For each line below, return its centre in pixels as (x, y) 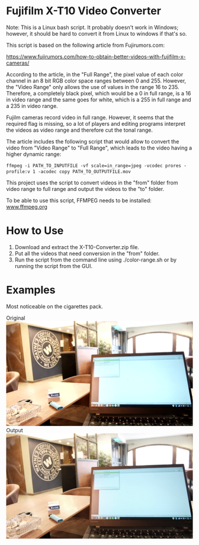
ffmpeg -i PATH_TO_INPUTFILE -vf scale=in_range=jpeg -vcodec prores (94, 165)
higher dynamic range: (34, 154)
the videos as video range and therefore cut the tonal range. (79, 130)
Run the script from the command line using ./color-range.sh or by (95, 260)
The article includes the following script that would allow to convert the (93, 141)
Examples (31, 290)
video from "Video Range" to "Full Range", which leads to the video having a (99, 148)
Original (16, 318)
